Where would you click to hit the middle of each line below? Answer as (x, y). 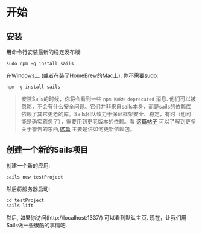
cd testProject (25, 200)
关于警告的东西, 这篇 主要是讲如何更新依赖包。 (78, 129)
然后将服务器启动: (28, 189)
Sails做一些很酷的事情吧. (37, 225)
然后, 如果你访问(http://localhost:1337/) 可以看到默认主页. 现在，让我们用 (96, 217)
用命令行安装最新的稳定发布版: (44, 52)
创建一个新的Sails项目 (47, 150)
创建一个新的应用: (28, 165)
